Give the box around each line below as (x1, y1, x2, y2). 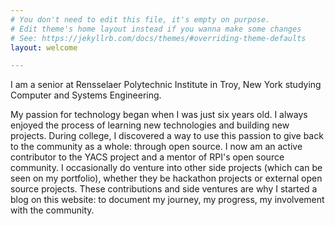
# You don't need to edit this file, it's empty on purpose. (10, 14, 271, 25)
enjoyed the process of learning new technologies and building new (10, 119, 290, 131)
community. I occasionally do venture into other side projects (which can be (10, 162, 323, 174)
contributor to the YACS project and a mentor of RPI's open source (10, 151, 285, 163)
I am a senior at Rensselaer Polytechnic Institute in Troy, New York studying (10, 79, 322, 91)
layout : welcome (10, 42, 78, 53)
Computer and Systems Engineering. (10, 89, 162, 101)
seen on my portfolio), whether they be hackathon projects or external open (10, 172, 323, 185)
